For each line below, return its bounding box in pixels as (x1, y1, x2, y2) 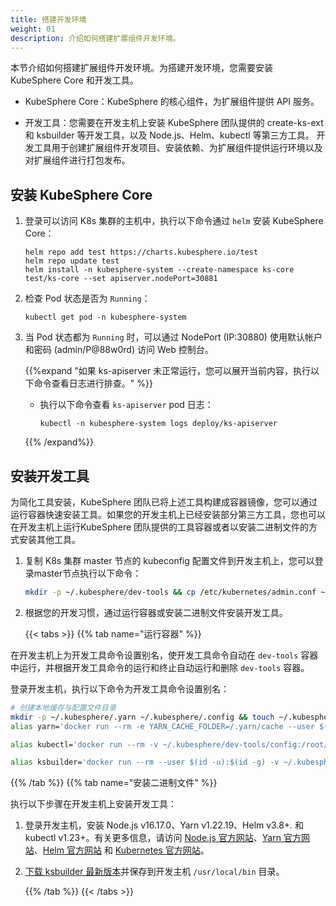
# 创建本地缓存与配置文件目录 (10, 702, 117, 713)
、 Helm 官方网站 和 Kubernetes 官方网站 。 (33, 844, 210, 856)
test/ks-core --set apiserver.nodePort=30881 (24, 274, 218, 284)
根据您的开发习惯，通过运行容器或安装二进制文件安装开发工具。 (24, 606, 288, 618)
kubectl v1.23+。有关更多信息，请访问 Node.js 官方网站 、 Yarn (24, 832, 282, 844)
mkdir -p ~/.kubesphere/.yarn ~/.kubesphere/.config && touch (10, 712, 275, 722)
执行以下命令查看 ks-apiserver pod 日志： (39, 399, 214, 411)
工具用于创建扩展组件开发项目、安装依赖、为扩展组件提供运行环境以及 (33, 142, 323, 154)
